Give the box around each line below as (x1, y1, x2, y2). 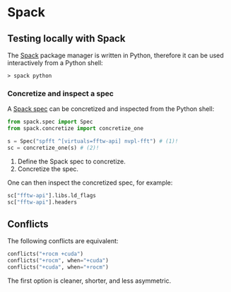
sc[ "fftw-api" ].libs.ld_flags (7, 192, 97, 199)
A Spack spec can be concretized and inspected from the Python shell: (7, 105, 215, 113)
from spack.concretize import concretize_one (7, 125, 143, 132)
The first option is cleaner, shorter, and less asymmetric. (7, 276, 172, 285)
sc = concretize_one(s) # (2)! (7, 144, 100, 151)
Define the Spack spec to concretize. (17, 157, 126, 165)
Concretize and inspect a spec (7, 88, 114, 98)
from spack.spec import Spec (7, 118, 93, 126)
